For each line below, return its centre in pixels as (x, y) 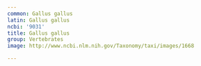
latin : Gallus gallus (39, 20)
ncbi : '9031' (26, 26)
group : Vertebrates (35, 40)
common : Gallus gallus (40, 14)
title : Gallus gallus (39, 33)
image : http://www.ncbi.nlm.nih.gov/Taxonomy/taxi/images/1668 (101, 46)
